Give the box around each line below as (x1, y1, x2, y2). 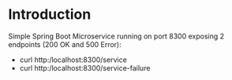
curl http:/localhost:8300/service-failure (19, 63, 151, 72)
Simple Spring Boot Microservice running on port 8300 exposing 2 (8, 31, 225, 41)
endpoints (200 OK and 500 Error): (8, 39, 122, 49)
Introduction (8, 5, 92, 24)
